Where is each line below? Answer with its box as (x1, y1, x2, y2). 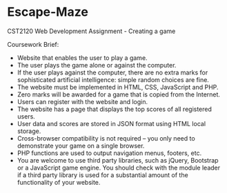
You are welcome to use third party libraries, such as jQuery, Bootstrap (17, 156, 219, 164)
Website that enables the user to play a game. (17, 53, 148, 62)
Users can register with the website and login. (17, 97, 148, 105)
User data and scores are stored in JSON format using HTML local (17, 119, 206, 128)
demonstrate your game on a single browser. (17, 141, 145, 150)
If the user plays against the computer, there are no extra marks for (17, 68, 208, 77)
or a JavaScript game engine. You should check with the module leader (17, 163, 221, 172)
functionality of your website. (17, 178, 101, 186)
